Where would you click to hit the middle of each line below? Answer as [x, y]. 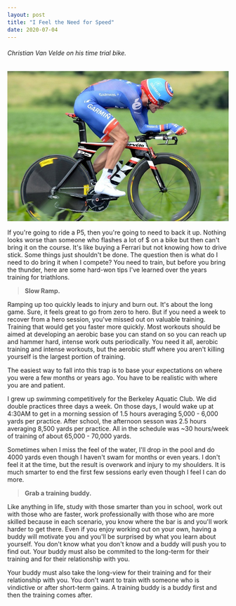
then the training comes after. [50, 595]
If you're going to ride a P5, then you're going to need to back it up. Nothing [117, 232]
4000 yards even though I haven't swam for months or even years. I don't [114, 457]
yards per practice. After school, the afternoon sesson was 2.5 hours [107, 421]
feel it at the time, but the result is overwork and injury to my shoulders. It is [117, 464]
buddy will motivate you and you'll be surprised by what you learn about [112, 536]
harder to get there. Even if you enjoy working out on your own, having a [112, 529]
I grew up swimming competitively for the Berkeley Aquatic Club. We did [112, 398]
